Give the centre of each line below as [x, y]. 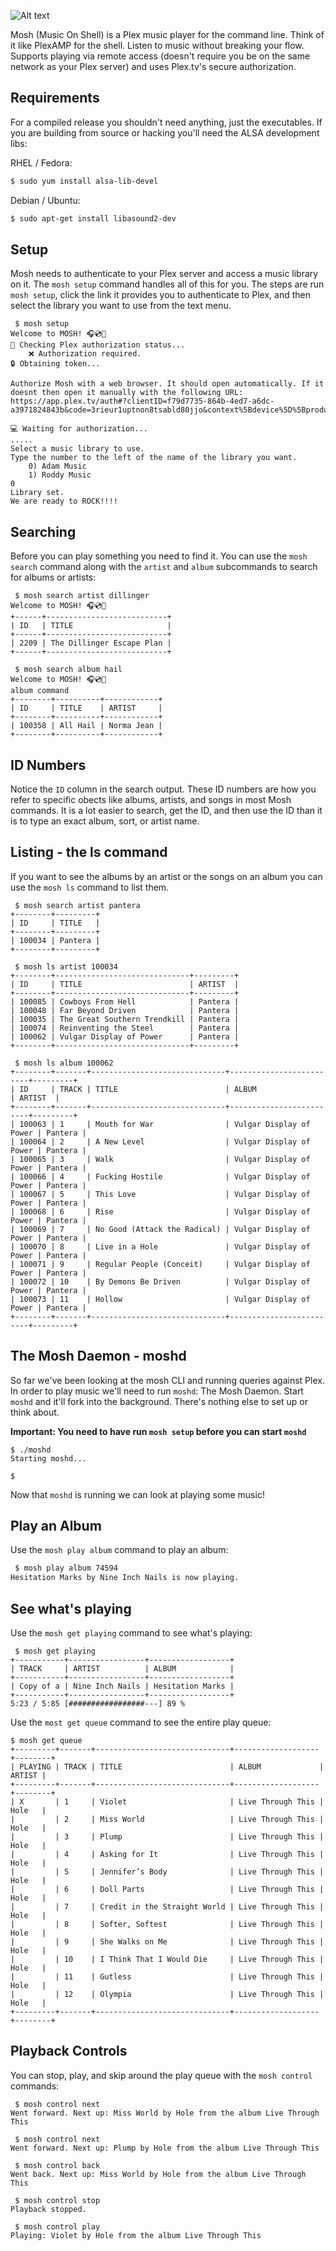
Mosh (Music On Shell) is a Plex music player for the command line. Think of [167, 34]
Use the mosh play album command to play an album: [119, 1550]
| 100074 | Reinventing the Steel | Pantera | [125, 1028]
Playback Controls [69, 2051]
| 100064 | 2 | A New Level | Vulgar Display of [160, 1141]
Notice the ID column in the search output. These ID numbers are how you [163, 789]
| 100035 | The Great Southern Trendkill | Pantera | [125, 1019]
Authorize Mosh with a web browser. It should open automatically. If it [167, 384]
